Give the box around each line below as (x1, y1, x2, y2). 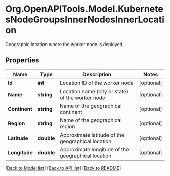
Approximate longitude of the (60, 146, 130, 153)
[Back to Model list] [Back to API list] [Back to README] (5, 165, 121, 171)
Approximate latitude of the (60, 131, 125, 138)
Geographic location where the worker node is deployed (5, 41, 123, 47)
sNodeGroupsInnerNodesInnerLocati (5, 14, 165, 25)
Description (82, 71, 112, 78)
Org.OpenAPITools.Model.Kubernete (5, 3, 163, 15)
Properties (5, 56, 39, 65)
